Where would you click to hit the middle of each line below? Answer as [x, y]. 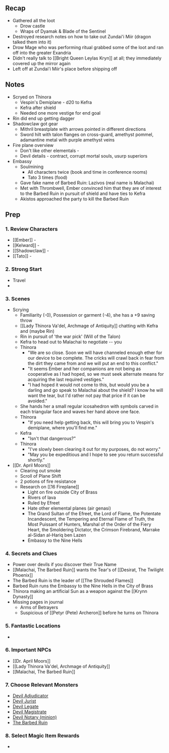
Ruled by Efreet [44, 503]
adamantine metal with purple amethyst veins [67, 140]
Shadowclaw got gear [35, 124]
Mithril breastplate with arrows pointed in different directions [83, 129]
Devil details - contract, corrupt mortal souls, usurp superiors [84, 156]
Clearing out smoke [40, 470]
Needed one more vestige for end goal [60, 113]
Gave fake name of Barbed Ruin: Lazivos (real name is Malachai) [87, 183]
